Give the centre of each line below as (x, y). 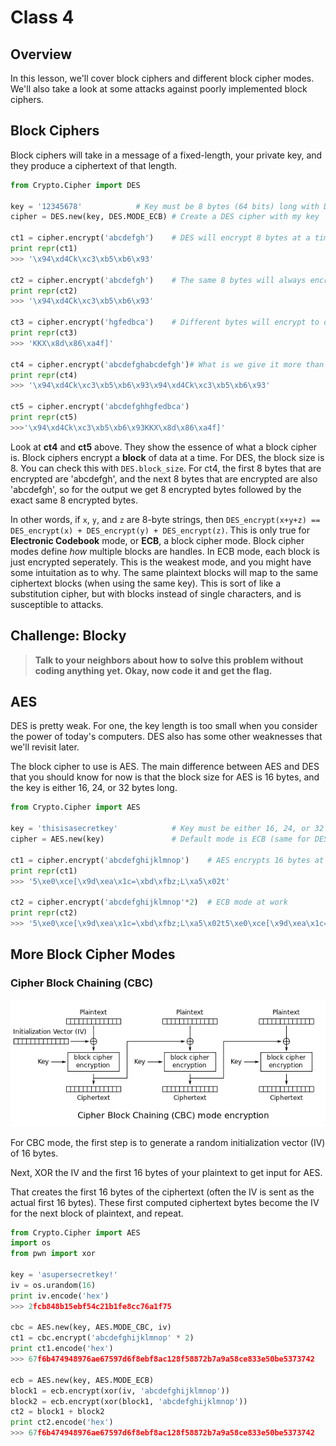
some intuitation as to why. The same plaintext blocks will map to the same (164, 572)
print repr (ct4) (44, 375)
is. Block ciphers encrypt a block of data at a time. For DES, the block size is (167, 457)
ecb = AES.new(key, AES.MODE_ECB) (82, 1380)
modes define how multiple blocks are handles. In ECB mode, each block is (165, 551)
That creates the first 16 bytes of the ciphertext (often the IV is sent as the (162, 1192)
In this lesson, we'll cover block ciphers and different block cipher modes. (162, 78)
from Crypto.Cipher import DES (75, 185)
